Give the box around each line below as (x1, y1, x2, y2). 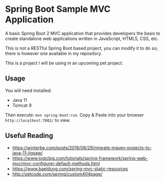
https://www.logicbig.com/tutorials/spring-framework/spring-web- (12, 155, 148, 161)
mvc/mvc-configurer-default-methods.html (12, 160, 100, 166)
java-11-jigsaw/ (12, 150, 43, 156)
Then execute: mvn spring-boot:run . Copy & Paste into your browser (5, 112, 144, 118)
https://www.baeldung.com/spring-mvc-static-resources (12, 166, 128, 172)
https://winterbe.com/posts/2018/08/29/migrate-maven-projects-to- (12, 144, 152, 150)
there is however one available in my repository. (5, 50, 102, 56)
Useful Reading (5, 132, 53, 140)
